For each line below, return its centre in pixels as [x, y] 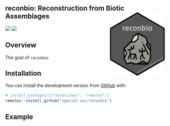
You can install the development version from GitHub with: [66, 85]
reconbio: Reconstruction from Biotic [65, 8]
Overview [21, 45]
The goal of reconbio [27, 57]
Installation [23, 73]
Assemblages [27, 17]
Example [19, 117]
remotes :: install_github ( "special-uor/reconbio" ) [59, 101]
